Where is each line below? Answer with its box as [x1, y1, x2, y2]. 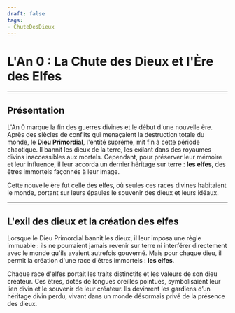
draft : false [7, 10, 45, 17]
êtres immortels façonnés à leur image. [7, 168, 120, 176]
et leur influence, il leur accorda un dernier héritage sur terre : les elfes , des [7, 160, 226, 168]
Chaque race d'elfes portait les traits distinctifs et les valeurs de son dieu [7, 270, 218, 278]
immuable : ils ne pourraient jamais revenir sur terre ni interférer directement [7, 241, 227, 249]
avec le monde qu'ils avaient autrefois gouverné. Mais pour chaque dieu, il [7, 249, 222, 257]
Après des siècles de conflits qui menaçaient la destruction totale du [7, 131, 205, 139]
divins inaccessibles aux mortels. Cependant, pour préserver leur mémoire [7, 153, 222, 161]
